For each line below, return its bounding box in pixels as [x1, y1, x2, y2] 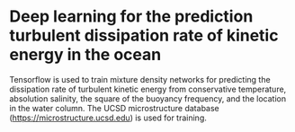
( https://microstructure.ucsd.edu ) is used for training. [9, 112, 207, 123]
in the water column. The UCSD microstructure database [9, 102, 220, 113]
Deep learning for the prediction [9, 6, 254, 27]
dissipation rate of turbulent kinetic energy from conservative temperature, [9, 84, 287, 94]
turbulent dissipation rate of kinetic [9, 25, 279, 46]
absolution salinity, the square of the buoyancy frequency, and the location [9, 92, 286, 104]
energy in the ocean [9, 45, 162, 65]
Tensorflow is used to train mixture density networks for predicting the [9, 74, 272, 84]
